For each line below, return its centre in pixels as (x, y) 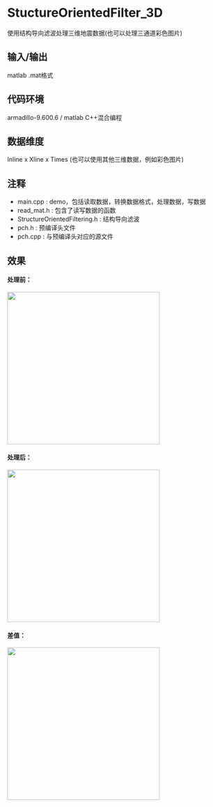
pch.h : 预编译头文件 (46, 228)
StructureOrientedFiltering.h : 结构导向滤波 (78, 219)
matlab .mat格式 (30, 75)
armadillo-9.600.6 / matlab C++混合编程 (65, 117)
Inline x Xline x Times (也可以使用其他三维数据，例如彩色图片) (96, 160)
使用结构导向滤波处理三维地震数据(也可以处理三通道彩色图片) (95, 33)
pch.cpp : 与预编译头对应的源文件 (65, 237)
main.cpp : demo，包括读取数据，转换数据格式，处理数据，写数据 (112, 202)
